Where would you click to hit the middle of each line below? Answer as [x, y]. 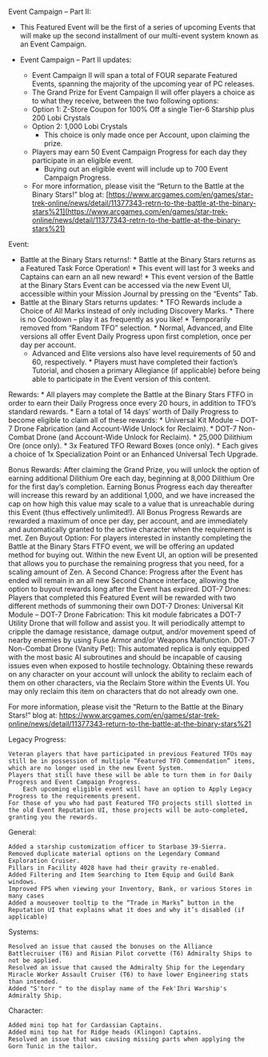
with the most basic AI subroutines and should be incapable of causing [125, 657]
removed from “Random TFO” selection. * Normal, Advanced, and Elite [136, 328]
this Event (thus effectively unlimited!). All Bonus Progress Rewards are [125, 512]
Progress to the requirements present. [75, 796]
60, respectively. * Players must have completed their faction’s [135, 362]
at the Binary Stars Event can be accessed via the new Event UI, [126, 285]
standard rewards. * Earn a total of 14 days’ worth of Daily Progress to [123, 411]
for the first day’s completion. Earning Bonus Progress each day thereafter [131, 487]
